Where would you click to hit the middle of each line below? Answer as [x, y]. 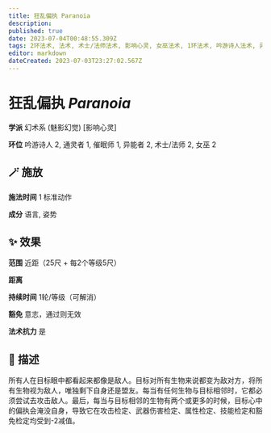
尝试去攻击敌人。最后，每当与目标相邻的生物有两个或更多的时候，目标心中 [139, 401]
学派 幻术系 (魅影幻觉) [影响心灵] [63, 127]
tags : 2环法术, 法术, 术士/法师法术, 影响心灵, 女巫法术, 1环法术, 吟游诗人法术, [132, 46]
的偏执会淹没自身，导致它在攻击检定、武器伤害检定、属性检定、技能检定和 [132, 411]
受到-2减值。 [58, 421]
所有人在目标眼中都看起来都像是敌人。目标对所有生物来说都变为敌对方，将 [132, 380]
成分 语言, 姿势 [33, 214]
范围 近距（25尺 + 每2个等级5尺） [65, 263]
